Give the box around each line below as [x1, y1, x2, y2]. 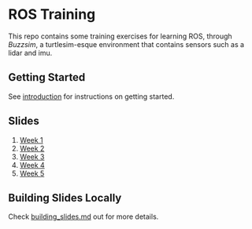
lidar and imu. [8, 48, 53, 57]
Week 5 [19, 169, 45, 178]
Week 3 [19, 151, 45, 162]
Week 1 [19, 135, 43, 144]
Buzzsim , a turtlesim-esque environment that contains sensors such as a [8, 39, 245, 49]
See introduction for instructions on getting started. [8, 92, 175, 101]
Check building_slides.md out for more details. [8, 212, 159, 221]
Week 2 [19, 144, 45, 153]
